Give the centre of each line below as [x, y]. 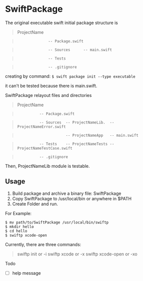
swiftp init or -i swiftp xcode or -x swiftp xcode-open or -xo [77, 254]
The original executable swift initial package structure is [61, 23]
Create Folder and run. [35, 204]
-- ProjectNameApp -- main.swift [102, 135]
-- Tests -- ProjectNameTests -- [77, 144]
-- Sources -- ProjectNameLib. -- [77, 122]
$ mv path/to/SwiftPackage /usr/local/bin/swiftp [57, 222]
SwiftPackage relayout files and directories [48, 95]
